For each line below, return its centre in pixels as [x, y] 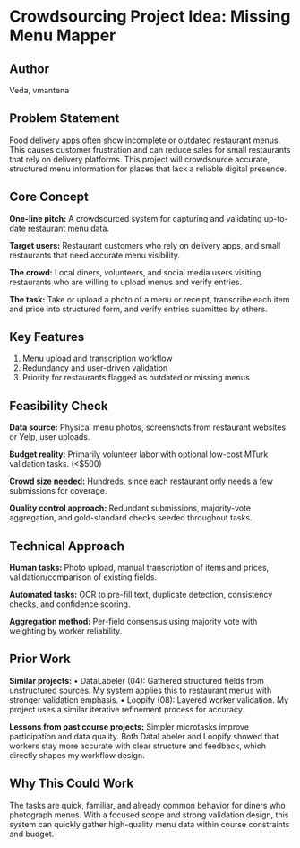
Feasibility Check [59, 406]
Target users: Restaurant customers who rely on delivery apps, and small [145, 245]
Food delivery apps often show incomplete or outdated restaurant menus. [145, 140]
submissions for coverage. [58, 491]
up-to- [276, 218]
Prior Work [40, 659]
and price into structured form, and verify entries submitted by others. [138, 309]
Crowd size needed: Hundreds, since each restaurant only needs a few [141, 481]
